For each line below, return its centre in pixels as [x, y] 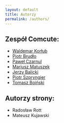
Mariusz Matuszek [31, 67]
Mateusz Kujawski [31, 115]
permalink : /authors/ [27, 19]
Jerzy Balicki [25, 72]
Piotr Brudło [24, 56]
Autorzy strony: [30, 98]
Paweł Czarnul [27, 61]
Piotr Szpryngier [29, 77]
